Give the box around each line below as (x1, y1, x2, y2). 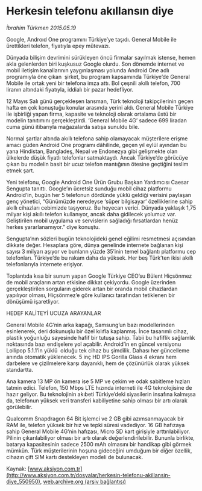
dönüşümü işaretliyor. (6, 298, 60, 305)
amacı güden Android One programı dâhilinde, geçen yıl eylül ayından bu (6, 141, 187, 148)
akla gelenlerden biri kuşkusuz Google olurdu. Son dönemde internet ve (6, 60, 185, 67)
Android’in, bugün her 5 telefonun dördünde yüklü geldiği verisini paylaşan (6, 191, 192, 198)
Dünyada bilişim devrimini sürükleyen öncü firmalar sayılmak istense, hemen (6, 54, 196, 61)
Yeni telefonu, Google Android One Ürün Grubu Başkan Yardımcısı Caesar (6, 178, 189, 186)
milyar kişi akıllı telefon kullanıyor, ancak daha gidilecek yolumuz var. (6, 210, 177, 217)
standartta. (6, 366, 34, 373)
